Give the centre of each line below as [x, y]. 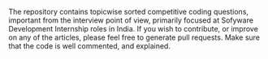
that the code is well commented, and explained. [89, 46]
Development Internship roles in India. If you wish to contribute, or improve [133, 29]
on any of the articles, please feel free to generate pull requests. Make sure [134, 37]
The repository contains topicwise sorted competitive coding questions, [129, 12]
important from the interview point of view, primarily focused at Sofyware [131, 20]
